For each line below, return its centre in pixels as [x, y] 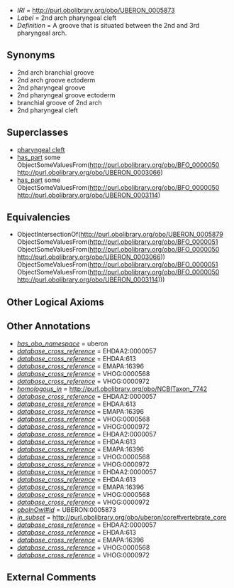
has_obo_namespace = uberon [62, 343]
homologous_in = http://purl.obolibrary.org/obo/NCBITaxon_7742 [112, 389]
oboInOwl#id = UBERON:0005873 [66, 509]
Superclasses [38, 133]
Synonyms [31, 55]
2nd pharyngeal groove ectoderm [66, 95]
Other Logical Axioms [55, 302]
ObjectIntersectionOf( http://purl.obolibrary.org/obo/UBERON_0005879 [120, 235]
